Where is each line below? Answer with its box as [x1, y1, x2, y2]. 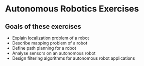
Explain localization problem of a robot [12, 35, 89, 41]
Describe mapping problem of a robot [12, 40, 87, 46]
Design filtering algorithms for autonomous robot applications [12, 55, 135, 61]
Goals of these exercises [5, 22, 81, 31]
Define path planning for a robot [12, 45, 77, 51]
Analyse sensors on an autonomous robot [12, 50, 96, 56]
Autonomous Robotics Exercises [5, 3, 139, 14]
